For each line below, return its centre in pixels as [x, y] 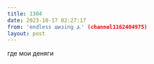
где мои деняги [31, 53]
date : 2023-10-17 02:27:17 [47, 20]
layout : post [26, 33]
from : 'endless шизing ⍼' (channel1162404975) [77, 27]
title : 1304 [25, 14]
